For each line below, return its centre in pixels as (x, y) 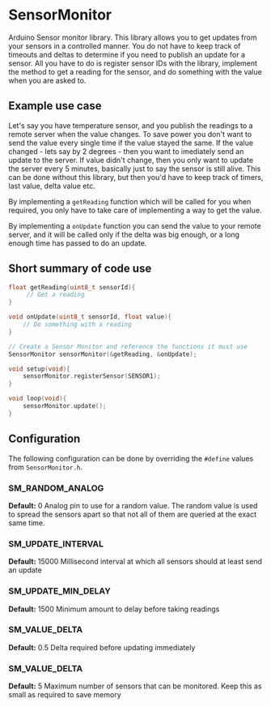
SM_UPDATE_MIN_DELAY (59, 591)
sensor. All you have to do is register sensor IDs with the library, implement (133, 63)
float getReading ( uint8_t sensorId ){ (72, 287)
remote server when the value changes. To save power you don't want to (130, 134)
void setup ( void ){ (39, 369)
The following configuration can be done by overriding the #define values (131, 458)
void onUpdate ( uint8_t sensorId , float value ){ (90, 317)
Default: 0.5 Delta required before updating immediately (102, 647)
